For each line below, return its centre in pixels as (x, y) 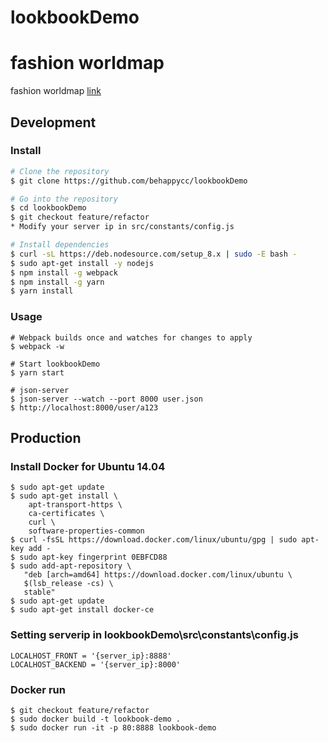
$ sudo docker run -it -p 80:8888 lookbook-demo (113, 727)
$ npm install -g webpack (64, 272)
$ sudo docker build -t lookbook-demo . (96, 719)
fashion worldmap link (56, 91)
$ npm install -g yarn (57, 282)
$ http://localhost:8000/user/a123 (84, 407)
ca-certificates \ (66, 514)
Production (46, 438)
